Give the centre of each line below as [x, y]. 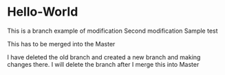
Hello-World [43, 12]
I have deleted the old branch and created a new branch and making [104, 57]
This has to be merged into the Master [61, 44]
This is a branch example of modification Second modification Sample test [112, 31]
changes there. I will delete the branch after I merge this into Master [103, 64]
